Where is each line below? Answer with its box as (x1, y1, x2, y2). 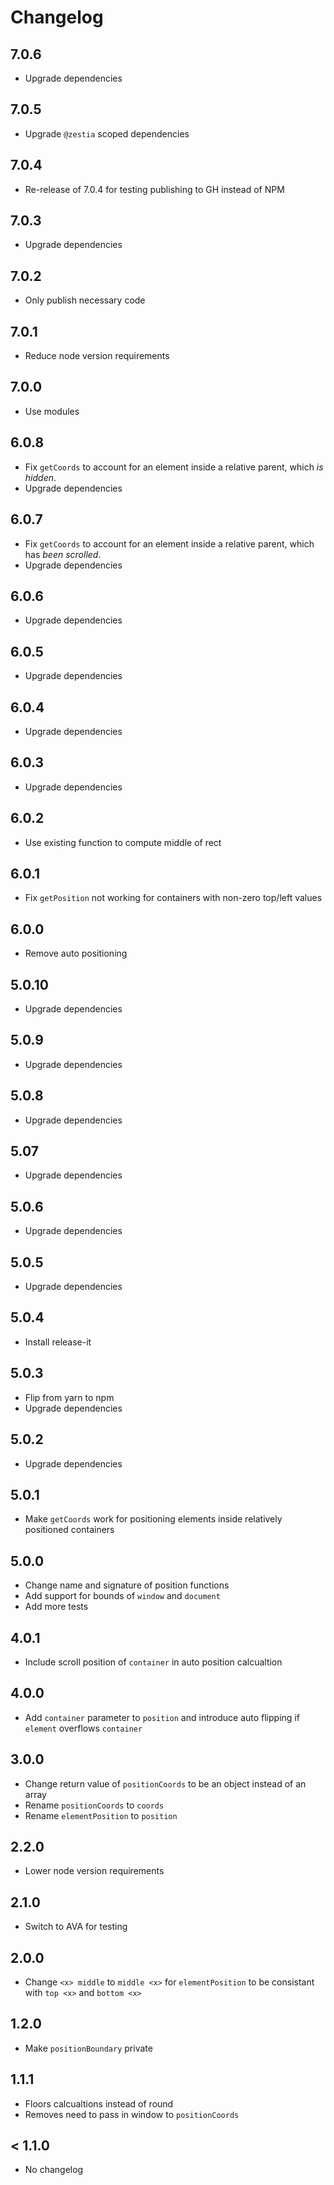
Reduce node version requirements (24, 350, 170, 362)
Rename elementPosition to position (24, 1809, 178, 1821)
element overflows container (24, 1722, 143, 1734)
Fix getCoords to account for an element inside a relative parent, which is (24, 461, 324, 473)
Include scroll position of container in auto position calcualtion (24, 1656, 283, 1668)
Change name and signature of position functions (24, 1579, 230, 1591)
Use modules (24, 405, 80, 417)
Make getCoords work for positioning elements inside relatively (24, 1513, 283, 1525)
